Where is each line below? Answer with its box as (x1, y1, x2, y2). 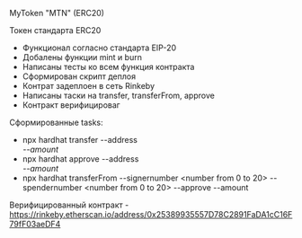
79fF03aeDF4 (9, 219, 61, 229)
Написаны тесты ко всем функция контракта (22, 62, 195, 72)
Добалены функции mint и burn (22, 52, 142, 62)
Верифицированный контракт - (9, 199, 129, 210)
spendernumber (22, 182, 83, 192)
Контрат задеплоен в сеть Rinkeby (22, 81, 155, 91)
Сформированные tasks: (9, 117, 103, 128)
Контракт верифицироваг (22, 100, 120, 110)
